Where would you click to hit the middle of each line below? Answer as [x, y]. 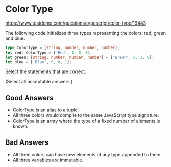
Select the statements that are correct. [46, 71]
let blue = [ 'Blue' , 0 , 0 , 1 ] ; [39, 62]
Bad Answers [27, 142]
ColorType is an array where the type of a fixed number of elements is [86, 121]
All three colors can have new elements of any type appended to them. [87, 155]
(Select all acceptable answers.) [39, 82]
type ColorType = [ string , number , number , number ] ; [63, 47]
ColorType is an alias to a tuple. [46, 110]
